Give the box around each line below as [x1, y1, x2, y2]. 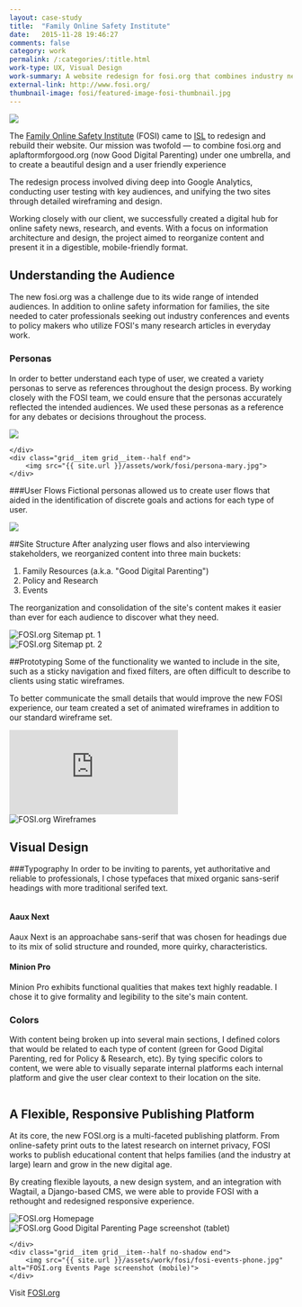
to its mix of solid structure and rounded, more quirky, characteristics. [9, 940, 268, 951]
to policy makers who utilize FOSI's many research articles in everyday [9, 321, 271, 331]
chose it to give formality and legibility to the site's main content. [9, 991, 249, 1002]
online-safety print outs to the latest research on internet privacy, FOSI [9, 1139, 271, 1150]
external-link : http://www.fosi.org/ [9, 80, 151, 89]
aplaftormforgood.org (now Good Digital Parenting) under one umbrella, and [9, 150, 291, 160]
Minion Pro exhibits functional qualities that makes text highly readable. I [9, 981, 278, 992]
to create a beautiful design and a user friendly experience [9, 159, 226, 169]
